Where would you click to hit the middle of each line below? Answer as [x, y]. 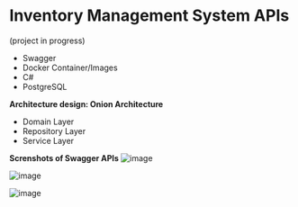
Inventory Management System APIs [149, 16]
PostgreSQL [45, 86]
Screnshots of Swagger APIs [64, 157]
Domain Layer [48, 121]
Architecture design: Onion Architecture [86, 103]
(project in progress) [47, 40]
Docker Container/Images [70, 67]
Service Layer [48, 140]
